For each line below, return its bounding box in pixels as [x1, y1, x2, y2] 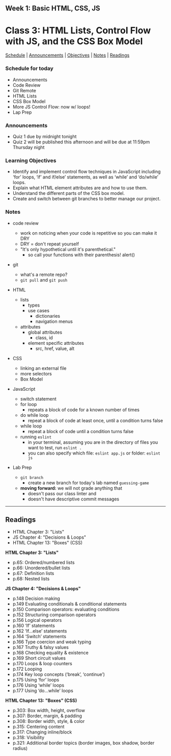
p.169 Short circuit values [12, 655, 66, 661]
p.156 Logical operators [12, 617, 62, 623]
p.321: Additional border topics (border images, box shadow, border [12, 740, 155, 746]
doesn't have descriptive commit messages [27, 496, 120, 502]
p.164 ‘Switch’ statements [12, 634, 67, 640]
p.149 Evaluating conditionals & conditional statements [12, 601, 127, 607]
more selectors [20, 370, 52, 376]
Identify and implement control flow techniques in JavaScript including [12, 168, 161, 175]
